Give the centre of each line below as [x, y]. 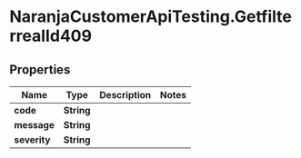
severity [32, 140]
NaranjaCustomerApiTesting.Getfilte [151, 17]
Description [125, 95]
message [34, 125]
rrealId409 [51, 36]
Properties [40, 69]
